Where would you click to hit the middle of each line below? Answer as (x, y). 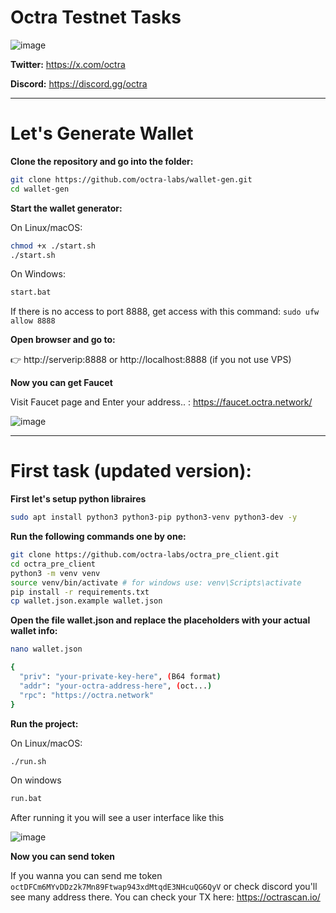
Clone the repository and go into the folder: (102, 161)
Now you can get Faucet (61, 383)
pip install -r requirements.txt (80, 592)
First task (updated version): (131, 471)
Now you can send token (63, 857)
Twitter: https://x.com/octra (68, 64)
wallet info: (34, 631)
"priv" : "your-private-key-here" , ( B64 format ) (120, 677)
